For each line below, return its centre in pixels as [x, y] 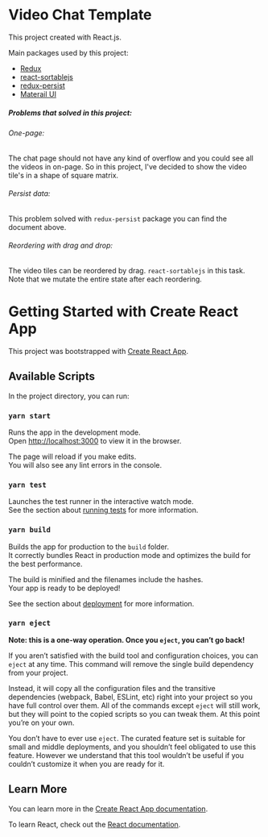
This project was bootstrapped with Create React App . [99, 351]
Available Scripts [52, 377]
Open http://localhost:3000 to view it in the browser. [95, 440]
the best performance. [45, 564]
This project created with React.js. [65, 37]
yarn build [29, 530]
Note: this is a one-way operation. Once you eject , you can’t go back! [127, 639]
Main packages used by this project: [68, 52]
